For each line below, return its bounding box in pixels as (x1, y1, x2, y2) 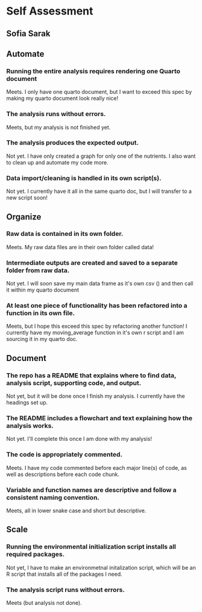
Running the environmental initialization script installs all (6, 542, 177, 551)
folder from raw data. (6, 266, 70, 275)
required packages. (6, 550, 65, 559)
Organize (6, 212, 42, 222)
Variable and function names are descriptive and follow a (6, 486, 177, 494)
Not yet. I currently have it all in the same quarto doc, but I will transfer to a (6, 187, 192, 195)
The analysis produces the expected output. (6, 138, 139, 147)
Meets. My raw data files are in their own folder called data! (6, 243, 154, 250)
